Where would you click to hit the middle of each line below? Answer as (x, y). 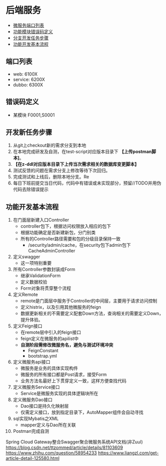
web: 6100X (25, 74)
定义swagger (27, 257)
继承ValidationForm (40, 276)
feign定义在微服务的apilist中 (50, 339)
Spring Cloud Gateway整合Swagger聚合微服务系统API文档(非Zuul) (74, 442)
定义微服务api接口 (32, 362)
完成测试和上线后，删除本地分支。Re (51, 177)
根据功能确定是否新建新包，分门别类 (58, 233)
